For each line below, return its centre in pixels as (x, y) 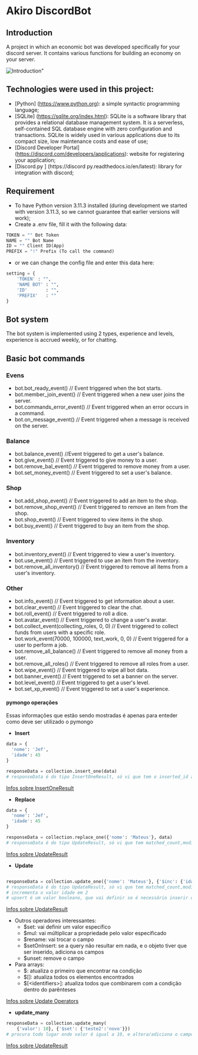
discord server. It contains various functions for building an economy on (93, 53)
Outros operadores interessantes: (55, 921)
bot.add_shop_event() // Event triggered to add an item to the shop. (96, 501)
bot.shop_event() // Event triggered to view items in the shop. (89, 520)
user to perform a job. (41, 645)
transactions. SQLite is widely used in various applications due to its (97, 135)
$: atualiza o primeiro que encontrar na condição (83, 971)
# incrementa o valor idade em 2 (47, 893)
